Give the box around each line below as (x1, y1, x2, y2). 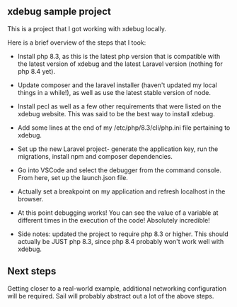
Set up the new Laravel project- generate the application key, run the (17, 145, 219, 153)
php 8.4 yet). (17, 67, 55, 75)
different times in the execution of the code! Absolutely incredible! (17, 216, 210, 224)
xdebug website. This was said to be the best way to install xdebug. (17, 109, 215, 118)
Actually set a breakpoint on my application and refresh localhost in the (17, 187, 226, 196)
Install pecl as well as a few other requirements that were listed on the (17, 102, 221, 111)
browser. (17, 194, 44, 203)
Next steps (7, 265, 57, 277)
